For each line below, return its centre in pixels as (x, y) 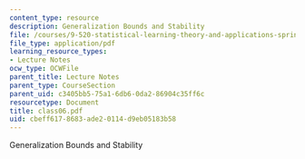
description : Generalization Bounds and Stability (107, 26)
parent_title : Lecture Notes (64, 77)
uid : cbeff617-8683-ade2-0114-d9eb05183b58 (93, 119)
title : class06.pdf (46, 111)
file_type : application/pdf (63, 43)
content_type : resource (54, 18)
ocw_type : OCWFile (44, 69)
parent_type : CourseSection (63, 85)
